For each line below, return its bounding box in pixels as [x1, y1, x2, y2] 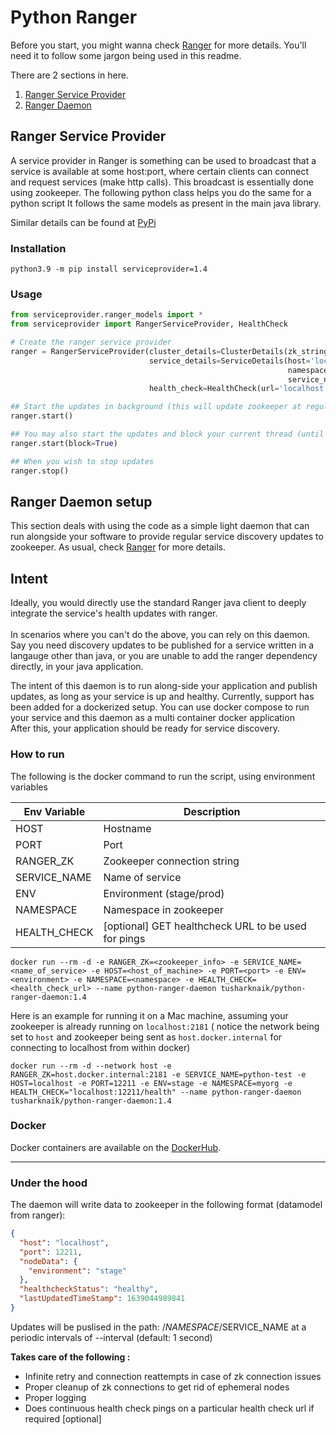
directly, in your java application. [10, 661, 144, 673]
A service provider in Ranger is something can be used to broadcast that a [10, 154, 317, 166]
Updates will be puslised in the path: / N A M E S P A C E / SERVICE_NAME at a [10, 1321, 307, 1333]
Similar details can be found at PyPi [10, 216, 157, 228]
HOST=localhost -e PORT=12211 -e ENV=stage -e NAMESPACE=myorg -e [10, 1078, 293, 1088]
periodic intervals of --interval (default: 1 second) [10, 1331, 213, 1343]
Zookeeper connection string [103, 854, 240, 868]
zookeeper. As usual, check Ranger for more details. [10, 541, 226, 553]
